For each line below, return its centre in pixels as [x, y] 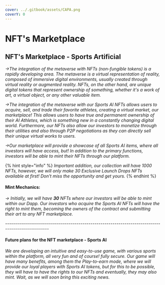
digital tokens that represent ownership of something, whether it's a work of [82, 90]
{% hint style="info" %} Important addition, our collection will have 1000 [79, 165]
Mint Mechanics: [23, 187]
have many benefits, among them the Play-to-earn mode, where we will [78, 261]
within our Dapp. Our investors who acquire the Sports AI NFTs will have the [82, 203]
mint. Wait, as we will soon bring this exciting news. [57, 277]
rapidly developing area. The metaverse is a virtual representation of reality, [82, 74]
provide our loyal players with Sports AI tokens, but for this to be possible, [80, 266]
